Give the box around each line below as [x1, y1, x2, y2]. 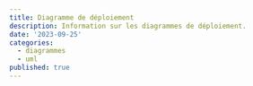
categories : [9, 38, 54, 47]
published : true [9, 64, 70, 73]
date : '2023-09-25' [9, 30, 83, 39]
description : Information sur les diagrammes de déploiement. [9, 21, 247, 30]
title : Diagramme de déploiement [9, 13, 135, 22]
